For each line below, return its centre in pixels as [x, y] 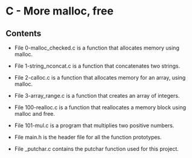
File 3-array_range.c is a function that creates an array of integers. [97, 96]
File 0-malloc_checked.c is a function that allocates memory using [97, 48]
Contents [24, 33]
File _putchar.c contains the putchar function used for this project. [97, 149]
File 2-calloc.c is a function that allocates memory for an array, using [100, 77]
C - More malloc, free [60, 11]
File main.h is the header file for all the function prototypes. [88, 137]
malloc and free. [35, 114]
